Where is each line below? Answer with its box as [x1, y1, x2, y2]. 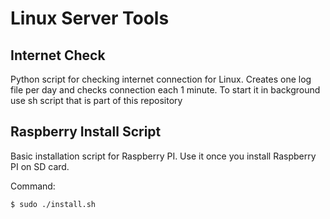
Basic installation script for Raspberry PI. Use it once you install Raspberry [10, 150, 317, 162]
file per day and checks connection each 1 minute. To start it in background [10, 84, 321, 96]
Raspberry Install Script [10, 123, 162, 141]
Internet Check [10, 47, 106, 64]
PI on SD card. [10, 160, 70, 172]
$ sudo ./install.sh [10, 199, 97, 209]
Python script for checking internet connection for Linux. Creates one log [10, 73, 312, 85]
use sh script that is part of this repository [10, 95, 183, 106]
